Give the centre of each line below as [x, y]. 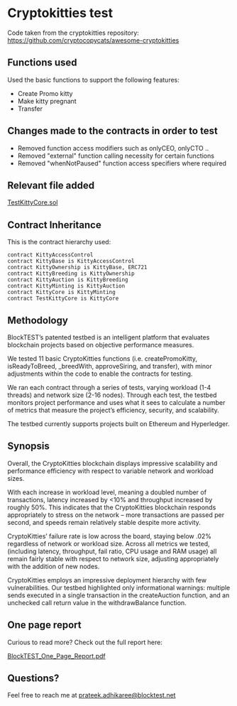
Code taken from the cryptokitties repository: [73, 33]
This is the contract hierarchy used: [59, 242]
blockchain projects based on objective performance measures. [101, 345]
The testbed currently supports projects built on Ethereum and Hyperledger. [118, 424]
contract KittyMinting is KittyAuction [66, 286]
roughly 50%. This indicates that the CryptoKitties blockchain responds [112, 507]
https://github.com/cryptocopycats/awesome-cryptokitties [93, 40]
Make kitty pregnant [47, 101]
